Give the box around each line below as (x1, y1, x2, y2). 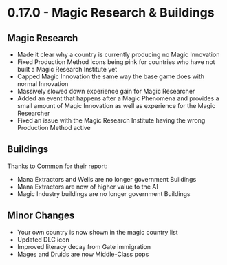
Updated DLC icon (17, 235, 70, 244)
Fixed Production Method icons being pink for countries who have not (17, 58, 215, 66)
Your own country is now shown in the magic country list (17, 228, 178, 236)
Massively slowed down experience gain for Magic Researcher (17, 87, 195, 95)
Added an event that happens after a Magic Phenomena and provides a (17, 94, 219, 103)
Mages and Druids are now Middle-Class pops (17, 250, 149, 258)
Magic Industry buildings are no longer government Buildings (17, 189, 191, 198)
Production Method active (17, 124, 91, 131)
